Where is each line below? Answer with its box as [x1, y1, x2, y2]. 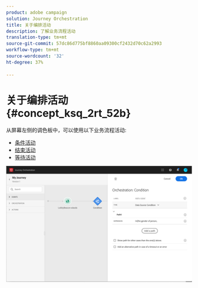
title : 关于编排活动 [6, 22, 51, 28]
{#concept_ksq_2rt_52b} [6, 106, 131, 120]
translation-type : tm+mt [6, 34, 67, 41]
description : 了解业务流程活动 [6, 28, 76, 34]
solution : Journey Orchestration [6, 15, 88, 22]
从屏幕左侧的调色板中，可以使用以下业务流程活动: [6, 127, 127, 134]
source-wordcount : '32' [6, 53, 65, 59]
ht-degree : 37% [6, 59, 44, 65]
